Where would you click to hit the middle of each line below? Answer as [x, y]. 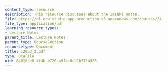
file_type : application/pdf [34, 24]
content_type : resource [30, 10]
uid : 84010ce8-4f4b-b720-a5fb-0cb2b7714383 [51, 61]
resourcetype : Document [30, 47]
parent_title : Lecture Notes [35, 38]
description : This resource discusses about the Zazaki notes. [72, 14]
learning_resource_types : [32, 28]
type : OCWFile [20, 56]
